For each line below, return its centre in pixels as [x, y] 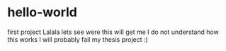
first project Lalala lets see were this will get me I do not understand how [113, 32]
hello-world [43, 12]
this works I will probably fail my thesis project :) [78, 39]
